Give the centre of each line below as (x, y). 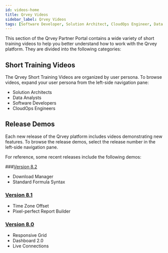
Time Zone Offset (31, 206)
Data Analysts (27, 98)
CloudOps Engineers (34, 109)
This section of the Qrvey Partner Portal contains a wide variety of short (80, 38)
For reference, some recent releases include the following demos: (73, 157)
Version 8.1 (19, 195)
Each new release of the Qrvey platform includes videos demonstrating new (84, 136)
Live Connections (31, 246)
